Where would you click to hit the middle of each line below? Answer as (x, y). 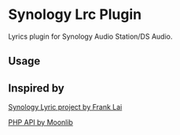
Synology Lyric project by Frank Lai (65, 107)
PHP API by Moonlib (40, 122)
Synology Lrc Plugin (75, 15)
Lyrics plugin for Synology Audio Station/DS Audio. (90, 36)
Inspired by (36, 88)
